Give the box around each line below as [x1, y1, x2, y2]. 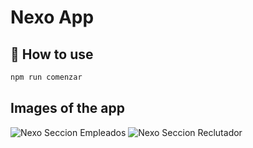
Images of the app [10, 100, 125, 117]
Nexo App [10, 6, 95, 29]
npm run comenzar [10, 72, 83, 82]
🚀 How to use [10, 46, 94, 63]
